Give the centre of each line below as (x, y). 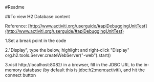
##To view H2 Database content (38, 16)
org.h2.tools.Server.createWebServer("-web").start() (58, 55)
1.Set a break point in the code (36, 41)
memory (13, 70)
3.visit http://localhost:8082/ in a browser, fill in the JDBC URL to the (74, 65)
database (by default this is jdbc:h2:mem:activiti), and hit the (84, 70)
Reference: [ (18, 26)
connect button (21, 75)
